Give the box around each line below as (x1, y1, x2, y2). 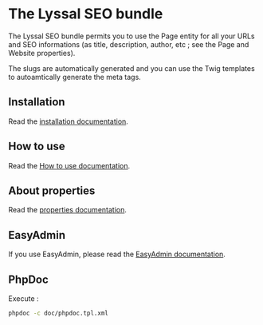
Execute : (8, 294, 39, 303)
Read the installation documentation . (8, 117, 129, 126)
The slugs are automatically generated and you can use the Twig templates (8, 63, 255, 73)
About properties (8, 184, 96, 197)
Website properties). (8, 48, 76, 57)
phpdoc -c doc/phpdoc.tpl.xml (8, 309, 109, 317)
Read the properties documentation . (8, 205, 128, 215)
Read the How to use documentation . (8, 161, 131, 170)
